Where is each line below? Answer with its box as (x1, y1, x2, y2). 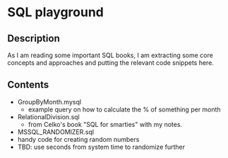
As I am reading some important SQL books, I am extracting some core (7, 51, 213, 59)
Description (7, 32, 60, 44)
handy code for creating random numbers (17, 135, 140, 143)
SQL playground (7, 4, 104, 20)
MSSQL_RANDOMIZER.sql (17, 128, 94, 136)
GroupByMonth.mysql (17, 97, 82, 106)
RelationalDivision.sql (17, 112, 80, 121)
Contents (7, 79, 49, 91)
